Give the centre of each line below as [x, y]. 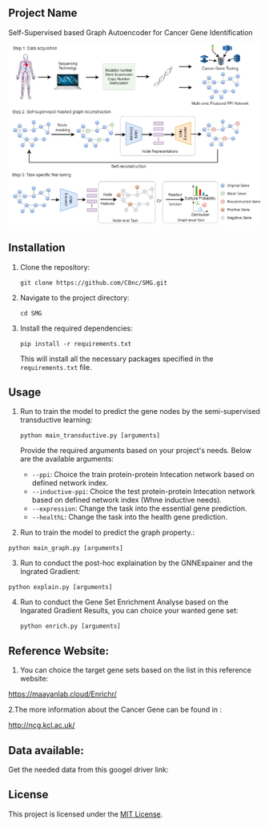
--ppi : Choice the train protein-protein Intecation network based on [143, 475]
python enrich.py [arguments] [70, 626]
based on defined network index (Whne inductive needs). [127, 500]
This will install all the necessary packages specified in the [116, 359]
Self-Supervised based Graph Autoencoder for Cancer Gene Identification [131, 32]
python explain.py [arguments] [60, 588]
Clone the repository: [55, 267]
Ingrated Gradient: [50, 572]
